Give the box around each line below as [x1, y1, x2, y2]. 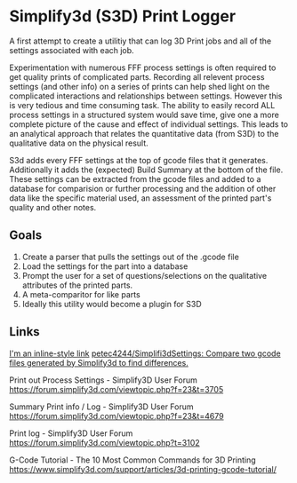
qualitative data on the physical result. [9, 138, 148, 148]
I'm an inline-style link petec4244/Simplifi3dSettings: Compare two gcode [9, 348, 282, 359]
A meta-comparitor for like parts [21, 289, 140, 299]
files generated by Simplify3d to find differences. [9, 357, 189, 368]
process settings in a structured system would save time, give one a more [9, 109, 280, 120]
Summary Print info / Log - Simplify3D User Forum [9, 401, 194, 412]
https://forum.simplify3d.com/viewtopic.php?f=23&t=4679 [9, 410, 224, 421]
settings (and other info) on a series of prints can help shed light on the [9, 81, 270, 91]
